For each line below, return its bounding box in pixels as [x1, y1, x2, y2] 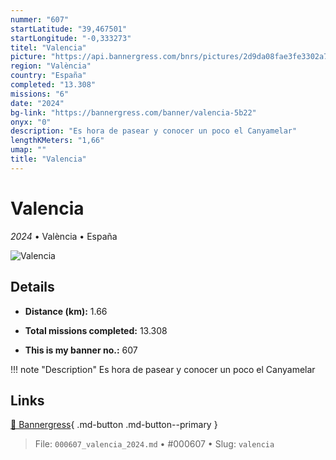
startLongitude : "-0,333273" [10, 33, 132, 43]
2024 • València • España [10, 230, 118, 242]
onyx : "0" [10, 117, 52, 127]
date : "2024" [10, 98, 65, 108]
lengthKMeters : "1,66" [10, 136, 105, 146]
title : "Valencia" [10, 154, 87, 164]
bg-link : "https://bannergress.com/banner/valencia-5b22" [10, 107, 257, 118]
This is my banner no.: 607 [24, 344, 138, 356]
